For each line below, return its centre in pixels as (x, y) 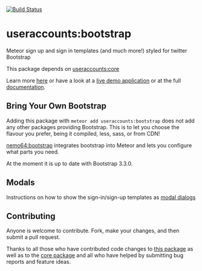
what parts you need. (33, 152)
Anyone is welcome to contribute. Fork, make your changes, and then (93, 231)
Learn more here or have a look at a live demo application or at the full (94, 80)
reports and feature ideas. (39, 262)
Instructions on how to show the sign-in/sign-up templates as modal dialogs (101, 197)
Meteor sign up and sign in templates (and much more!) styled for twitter (97, 50)
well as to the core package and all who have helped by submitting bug (95, 255)
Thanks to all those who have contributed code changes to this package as (100, 249)
